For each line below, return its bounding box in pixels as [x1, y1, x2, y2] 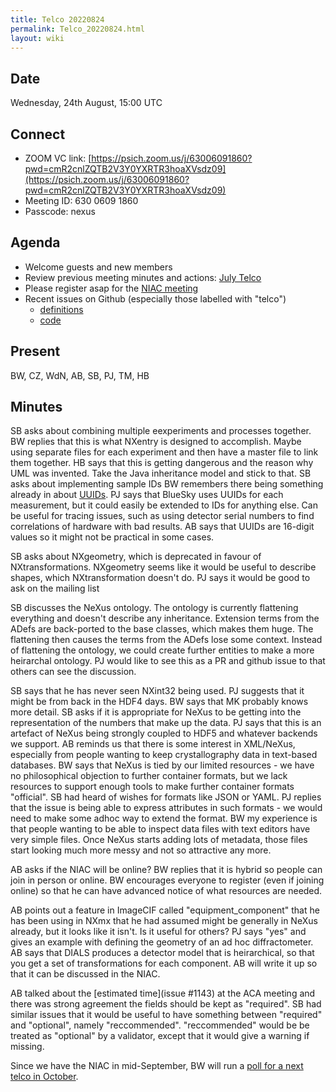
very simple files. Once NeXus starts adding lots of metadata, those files [10, 834, 308, 846]
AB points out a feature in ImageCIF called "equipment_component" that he [10, 904, 320, 916]
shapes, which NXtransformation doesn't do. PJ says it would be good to [10, 572, 311, 584]
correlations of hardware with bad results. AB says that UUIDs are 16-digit [10, 521, 315, 533]
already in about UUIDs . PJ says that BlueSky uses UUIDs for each [10, 489, 284, 501]
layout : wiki [10, 33, 65, 43]
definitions [39, 303, 84, 315]
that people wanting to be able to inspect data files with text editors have [10, 823, 311, 835]
